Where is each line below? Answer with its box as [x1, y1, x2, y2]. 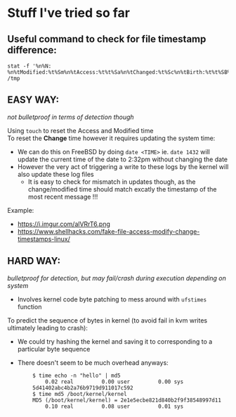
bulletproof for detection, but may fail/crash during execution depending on [7, 273, 226, 282]
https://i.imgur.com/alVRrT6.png [17, 220, 111, 228]
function [17, 302, 42, 311]
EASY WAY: [7, 94, 60, 106]
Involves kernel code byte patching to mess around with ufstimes [17, 294, 207, 304]
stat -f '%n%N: [7, 63, 52, 70]
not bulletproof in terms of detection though [7, 113, 135, 121]
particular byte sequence [17, 344, 91, 353]
